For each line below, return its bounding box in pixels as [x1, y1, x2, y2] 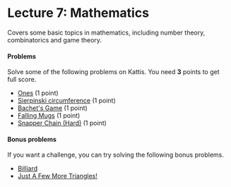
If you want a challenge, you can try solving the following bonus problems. [7, 150, 224, 159]
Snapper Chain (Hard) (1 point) [17, 119, 107, 128]
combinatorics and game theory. [7, 35, 102, 44]
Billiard [17, 164, 37, 173]
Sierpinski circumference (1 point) [17, 97, 116, 105]
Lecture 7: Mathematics [7, 5, 150, 21]
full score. [7, 76, 37, 84]
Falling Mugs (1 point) [17, 111, 81, 120]
